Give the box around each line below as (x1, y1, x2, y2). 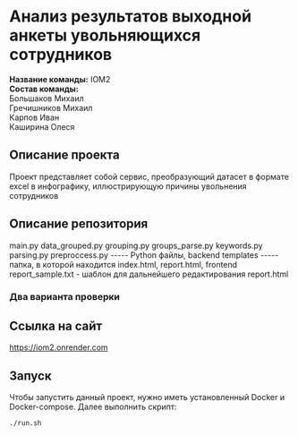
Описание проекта (9, 148, 120, 163)
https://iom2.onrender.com (9, 342, 109, 353)
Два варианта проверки (9, 291, 121, 303)
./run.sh (9, 419, 42, 428)
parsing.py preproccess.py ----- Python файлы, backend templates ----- (9, 249, 279, 261)
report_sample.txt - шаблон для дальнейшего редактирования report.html (9, 269, 289, 279)
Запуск (9, 368, 52, 383)
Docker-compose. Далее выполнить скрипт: (9, 401, 177, 413)
